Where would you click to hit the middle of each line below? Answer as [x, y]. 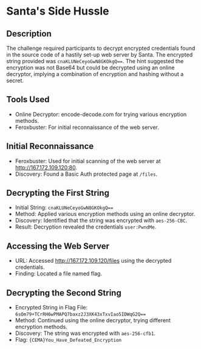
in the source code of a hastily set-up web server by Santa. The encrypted [100, 55]
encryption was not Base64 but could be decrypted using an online [90, 67]
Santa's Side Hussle [58, 11]
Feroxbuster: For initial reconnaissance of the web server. [87, 127]
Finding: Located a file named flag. [58, 274]
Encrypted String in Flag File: [51, 308]
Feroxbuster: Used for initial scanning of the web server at [88, 161]
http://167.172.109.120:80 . [46, 167]
